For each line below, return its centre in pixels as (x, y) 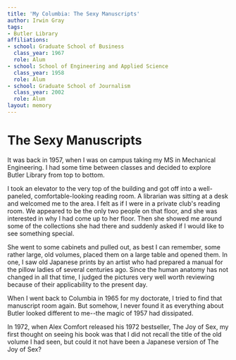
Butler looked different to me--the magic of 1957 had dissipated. (100, 313)
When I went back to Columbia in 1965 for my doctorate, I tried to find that (115, 298)
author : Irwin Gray (36, 20)
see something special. (41, 233)
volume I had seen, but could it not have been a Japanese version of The (113, 342)
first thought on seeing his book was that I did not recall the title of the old (114, 334)
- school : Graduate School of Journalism (69, 86)
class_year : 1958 (39, 73)
